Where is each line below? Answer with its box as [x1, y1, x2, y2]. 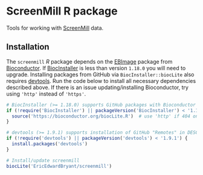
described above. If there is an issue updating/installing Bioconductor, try [6, 84, 189, 91]
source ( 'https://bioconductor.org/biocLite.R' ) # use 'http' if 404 [11, 113, 190, 119]
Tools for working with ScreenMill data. [6, 24, 104, 31]
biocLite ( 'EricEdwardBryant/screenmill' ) [6, 163, 112, 169]
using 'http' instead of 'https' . [6, 90, 86, 97]
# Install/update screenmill [6, 157, 80, 163]
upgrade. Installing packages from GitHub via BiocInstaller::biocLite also [6, 71, 195, 78]
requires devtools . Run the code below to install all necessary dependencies [6, 77, 196, 84]
